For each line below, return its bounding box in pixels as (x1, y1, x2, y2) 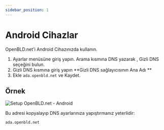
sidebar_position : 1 (5, 7, 49, 13)
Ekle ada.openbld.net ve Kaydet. (12, 72, 81, 78)
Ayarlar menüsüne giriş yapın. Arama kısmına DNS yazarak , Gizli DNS (12, 56, 159, 62)
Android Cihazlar (5, 29, 79, 41)
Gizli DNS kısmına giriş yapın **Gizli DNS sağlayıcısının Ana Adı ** (12, 67, 152, 73)
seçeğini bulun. (12, 61, 45, 68)
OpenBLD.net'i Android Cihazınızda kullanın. (5, 46, 97, 52)
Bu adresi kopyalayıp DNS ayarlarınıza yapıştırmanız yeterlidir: (5, 110, 135, 116)
